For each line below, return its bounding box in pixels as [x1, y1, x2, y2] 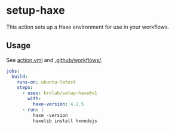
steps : [17, 85, 33, 91]
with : [27, 96, 42, 102]
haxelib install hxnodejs [32, 117, 97, 124]
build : [11, 73, 28, 79]
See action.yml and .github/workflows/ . [6, 56, 103, 63]
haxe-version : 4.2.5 [32, 101, 84, 107]
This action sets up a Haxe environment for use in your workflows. [6, 23, 170, 30]
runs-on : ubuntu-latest [17, 79, 76, 85]
